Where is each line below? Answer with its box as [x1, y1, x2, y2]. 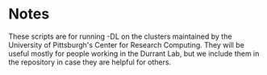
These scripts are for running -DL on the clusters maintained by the [8, 31, 232, 41]
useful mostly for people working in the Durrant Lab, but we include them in [8, 48, 260, 58]
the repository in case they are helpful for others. [8, 57, 172, 67]
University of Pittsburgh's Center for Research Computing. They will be [8, 40, 244, 49]
